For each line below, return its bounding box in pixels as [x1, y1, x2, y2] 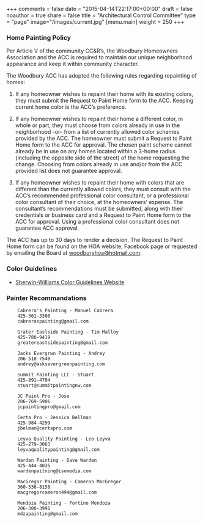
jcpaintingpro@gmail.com [17, 403, 81, 410]
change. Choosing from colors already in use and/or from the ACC [15, 161, 183, 168]
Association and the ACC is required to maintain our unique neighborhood [6, 54, 193, 61]
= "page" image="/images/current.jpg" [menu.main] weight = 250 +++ [6, 18, 185, 25]
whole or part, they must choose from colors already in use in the [15, 122, 180, 129]
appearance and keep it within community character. [6, 60, 139, 68]
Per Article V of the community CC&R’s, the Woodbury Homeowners [6, 47, 179, 54]
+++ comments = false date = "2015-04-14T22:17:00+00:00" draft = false [6, 5, 193, 12]
